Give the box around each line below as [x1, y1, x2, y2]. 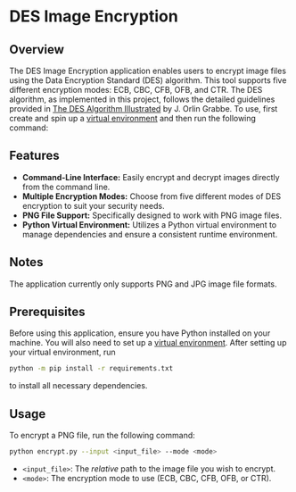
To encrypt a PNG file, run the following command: [9, 430, 196, 441]
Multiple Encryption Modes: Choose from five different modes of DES [21, 190, 282, 202]
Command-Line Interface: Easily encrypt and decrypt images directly [21, 171, 280, 182]
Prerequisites [9, 304, 86, 320]
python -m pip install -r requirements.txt [9, 364, 174, 373]
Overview [9, 42, 65, 57]
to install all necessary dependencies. [9, 380, 148, 391]
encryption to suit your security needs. [21, 200, 165, 211]
